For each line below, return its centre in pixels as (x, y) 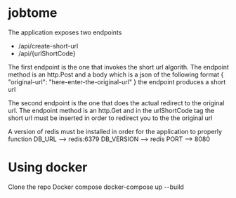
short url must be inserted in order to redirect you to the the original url (110, 118)
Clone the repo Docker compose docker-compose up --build (96, 187)
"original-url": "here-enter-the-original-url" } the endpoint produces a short (117, 81)
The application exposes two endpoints (65, 32)
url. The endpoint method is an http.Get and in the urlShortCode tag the (111, 110)
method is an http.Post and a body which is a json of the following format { (116, 74)
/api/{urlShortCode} (47, 53)
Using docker (48, 167)
